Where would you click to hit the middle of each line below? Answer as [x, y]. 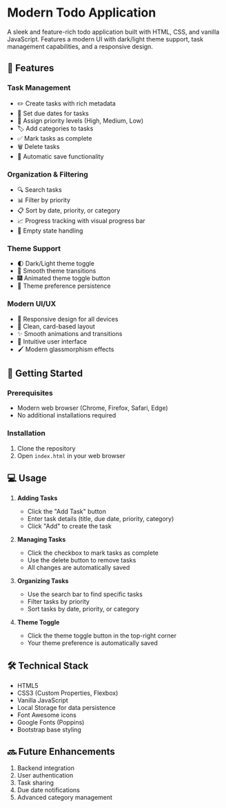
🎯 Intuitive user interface [52, 341]
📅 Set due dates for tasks [53, 113]
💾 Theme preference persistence [64, 286]
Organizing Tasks [43, 581]
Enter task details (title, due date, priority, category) [101, 519]
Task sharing [35, 782]
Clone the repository [46, 448]
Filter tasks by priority [58, 602]
